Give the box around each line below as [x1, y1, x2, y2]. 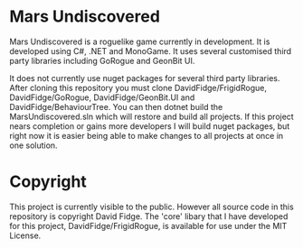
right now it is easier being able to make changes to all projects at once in [9, 130, 284, 141]
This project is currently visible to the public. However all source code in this [9, 201, 294, 212]
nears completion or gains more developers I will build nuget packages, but [9, 120, 290, 132]
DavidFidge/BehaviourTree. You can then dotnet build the [9, 101, 223, 112]
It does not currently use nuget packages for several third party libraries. [9, 72, 280, 83]
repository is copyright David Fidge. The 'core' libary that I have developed [9, 210, 289, 222]
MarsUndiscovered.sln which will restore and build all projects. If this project [9, 111, 294, 122]
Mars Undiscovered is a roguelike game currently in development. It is [9, 36, 270, 47]
